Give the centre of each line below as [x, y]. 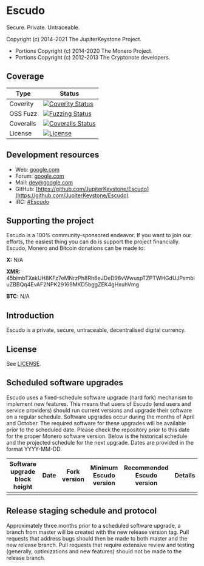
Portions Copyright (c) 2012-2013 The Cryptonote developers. [93, 57]
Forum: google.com [39, 176]
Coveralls [23, 123]
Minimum [104, 468]
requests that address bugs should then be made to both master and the [97, 538]
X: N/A [15, 260]
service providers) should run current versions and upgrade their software [99, 410]
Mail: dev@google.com [44, 182]
